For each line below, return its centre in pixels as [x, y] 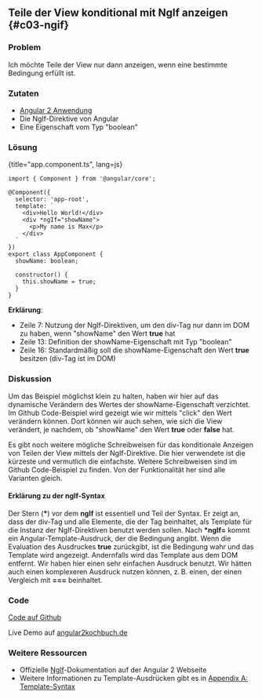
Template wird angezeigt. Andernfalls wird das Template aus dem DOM [123, 555]
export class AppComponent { [56, 254]
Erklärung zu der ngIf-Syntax [57, 496]
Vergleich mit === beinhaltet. [55, 580]
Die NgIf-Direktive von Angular [69, 118]
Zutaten [24, 93]
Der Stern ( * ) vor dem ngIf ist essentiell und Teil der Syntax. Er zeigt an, [124, 513]
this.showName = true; [59, 282]
